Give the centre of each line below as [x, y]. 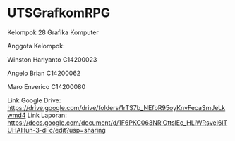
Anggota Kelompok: [36, 46]
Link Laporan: [47, 115]
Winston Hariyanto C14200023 [52, 59]
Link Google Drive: [34, 100]
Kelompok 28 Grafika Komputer [53, 32]
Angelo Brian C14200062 [44, 73]
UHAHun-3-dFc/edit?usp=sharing [56, 130]
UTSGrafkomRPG [59, 13]
